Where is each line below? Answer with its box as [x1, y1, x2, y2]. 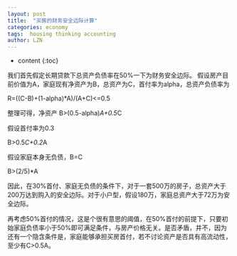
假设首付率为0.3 [7, 124, 55, 132]
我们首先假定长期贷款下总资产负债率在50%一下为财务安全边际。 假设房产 [7, 71, 223, 80]
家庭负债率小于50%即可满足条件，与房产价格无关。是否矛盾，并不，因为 [13, 223, 227, 232]
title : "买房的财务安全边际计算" [7, 17, 98, 24]
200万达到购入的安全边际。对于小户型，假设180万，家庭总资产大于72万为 [7, 191, 224, 199]
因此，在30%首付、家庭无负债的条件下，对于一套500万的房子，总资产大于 [7, 182, 226, 191]
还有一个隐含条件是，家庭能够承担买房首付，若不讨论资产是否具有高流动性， [7, 233, 232, 241]
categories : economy [7, 23, 69, 31]
